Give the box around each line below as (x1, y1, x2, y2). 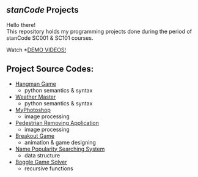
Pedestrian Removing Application (15, 119, 100, 126)
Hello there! (6, 21, 35, 28)
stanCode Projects (6, 5, 79, 15)
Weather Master (15, 93, 56, 100)
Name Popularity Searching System (15, 145, 105, 153)
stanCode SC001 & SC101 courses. (6, 34, 94, 42)
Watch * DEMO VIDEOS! (6, 46, 67, 53)
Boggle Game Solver (15, 158, 67, 165)
